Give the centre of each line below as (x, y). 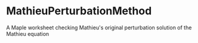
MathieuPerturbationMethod (79, 11)
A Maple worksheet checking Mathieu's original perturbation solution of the (99, 27)
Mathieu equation (28, 33)
